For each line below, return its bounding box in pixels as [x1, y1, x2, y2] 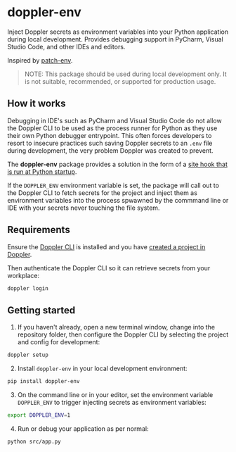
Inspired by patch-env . [7, 56, 73, 64]
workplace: [7, 271, 40, 280]
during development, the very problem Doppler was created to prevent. [7, 146, 214, 155]
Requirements [7, 224, 70, 236]
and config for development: [17, 338, 100, 346]
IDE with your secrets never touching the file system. [7, 203, 160, 212]
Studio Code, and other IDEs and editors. [7, 42, 126, 51]
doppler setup [7, 351, 49, 359]
